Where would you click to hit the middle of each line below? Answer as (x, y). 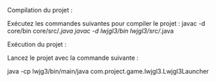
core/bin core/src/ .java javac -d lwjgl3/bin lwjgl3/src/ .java (91, 31)
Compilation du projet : (40, 10)
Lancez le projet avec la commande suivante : (73, 58)
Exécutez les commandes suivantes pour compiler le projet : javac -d (106, 23)
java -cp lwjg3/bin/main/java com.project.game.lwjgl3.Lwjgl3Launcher (108, 71)
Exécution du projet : (37, 44)
